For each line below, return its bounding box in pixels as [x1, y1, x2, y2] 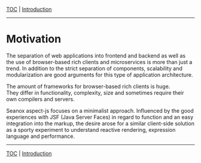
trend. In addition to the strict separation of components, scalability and [6, 65, 182, 72]
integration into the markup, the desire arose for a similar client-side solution [6, 120, 195, 127]
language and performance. [6, 132, 75, 140]
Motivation [6, 32, 62, 46]
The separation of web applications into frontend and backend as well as [6, 52, 186, 59]
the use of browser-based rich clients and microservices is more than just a [6, 58, 193, 65]
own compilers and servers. [6, 95, 75, 102]
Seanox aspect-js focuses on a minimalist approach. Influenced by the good [6, 107, 194, 114]
